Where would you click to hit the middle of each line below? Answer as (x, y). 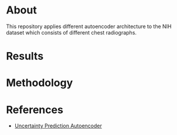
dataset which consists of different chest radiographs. (71, 32)
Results (25, 56)
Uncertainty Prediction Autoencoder (58, 126)
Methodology (40, 83)
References (35, 110)
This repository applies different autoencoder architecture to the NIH (89, 26)
